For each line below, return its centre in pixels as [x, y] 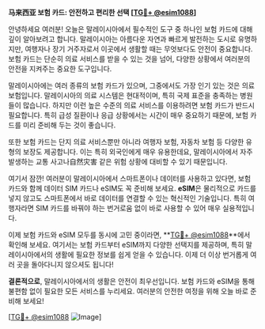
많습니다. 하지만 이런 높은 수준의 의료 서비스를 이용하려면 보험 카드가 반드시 [139, 105]
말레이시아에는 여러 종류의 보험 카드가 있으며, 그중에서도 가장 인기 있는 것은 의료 [132, 85]
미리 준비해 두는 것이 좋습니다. [69, 125]
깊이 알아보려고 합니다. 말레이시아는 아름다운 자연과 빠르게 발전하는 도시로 [122, 39]
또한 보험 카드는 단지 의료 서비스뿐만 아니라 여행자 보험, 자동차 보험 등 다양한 [126, 142]
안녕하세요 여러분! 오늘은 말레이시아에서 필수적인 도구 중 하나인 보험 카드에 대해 [131, 29]
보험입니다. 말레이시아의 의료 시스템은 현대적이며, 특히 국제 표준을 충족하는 [123, 95]
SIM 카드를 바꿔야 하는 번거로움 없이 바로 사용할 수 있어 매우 [128, 208]
